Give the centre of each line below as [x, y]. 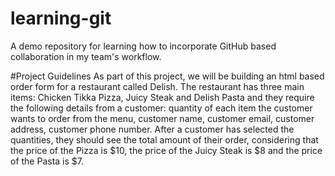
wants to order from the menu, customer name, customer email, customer [162, 118]
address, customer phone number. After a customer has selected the [152, 129]
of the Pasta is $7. [47, 161]
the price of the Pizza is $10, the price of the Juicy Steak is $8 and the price [166, 150]
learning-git [61, 18]
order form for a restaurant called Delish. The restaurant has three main [157, 86]
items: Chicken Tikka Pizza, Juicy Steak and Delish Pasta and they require [162, 97]
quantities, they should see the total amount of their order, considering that [164, 139]
